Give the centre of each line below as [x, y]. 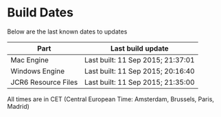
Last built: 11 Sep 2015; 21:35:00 [140, 82]
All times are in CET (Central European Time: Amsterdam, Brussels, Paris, [111, 99]
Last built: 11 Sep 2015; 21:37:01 [140, 60]
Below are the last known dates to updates [67, 31]
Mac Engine [30, 60]
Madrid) [18, 106]
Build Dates [40, 13]
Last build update [140, 48]
